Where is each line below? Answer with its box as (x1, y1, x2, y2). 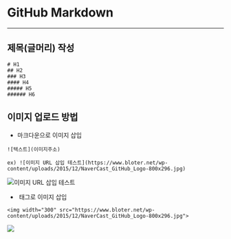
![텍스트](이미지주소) (7, 146, 60, 152)
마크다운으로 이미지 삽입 (16, 130, 82, 139)
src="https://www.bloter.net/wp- (59, 206, 155, 214)
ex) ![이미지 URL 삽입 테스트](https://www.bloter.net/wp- (7, 159, 168, 166)
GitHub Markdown (7, 5, 114, 21)
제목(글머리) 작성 (7, 43, 75, 54)
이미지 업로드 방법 (7, 111, 78, 123)
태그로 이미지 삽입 (19, 192, 67, 201)
